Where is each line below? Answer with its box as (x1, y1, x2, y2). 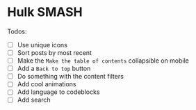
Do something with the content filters (17, 72, 124, 81)
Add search (17, 95, 51, 104)
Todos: (7, 27, 27, 36)
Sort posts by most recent (17, 49, 92, 56)
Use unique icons (17, 40, 68, 49)
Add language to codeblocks (17, 88, 100, 96)
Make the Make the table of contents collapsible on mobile (17, 56, 190, 65)
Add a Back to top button (17, 64, 91, 73)
